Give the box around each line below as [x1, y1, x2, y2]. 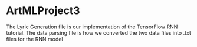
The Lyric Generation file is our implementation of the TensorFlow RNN [6, 23, 178, 30]
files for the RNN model [6, 35, 63, 42]
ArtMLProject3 [6, 4, 81, 17]
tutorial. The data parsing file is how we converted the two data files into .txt [6, 29, 192, 36]
